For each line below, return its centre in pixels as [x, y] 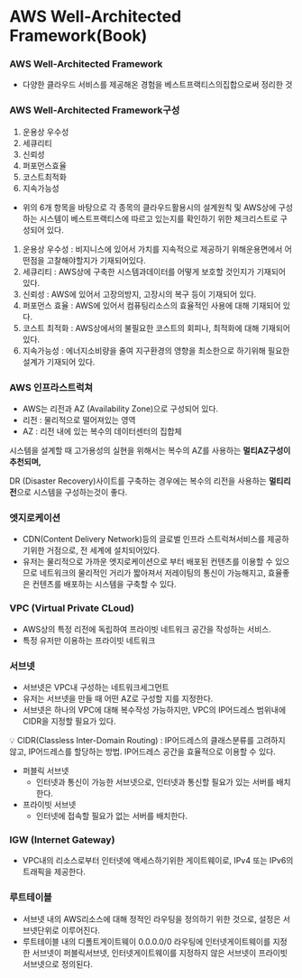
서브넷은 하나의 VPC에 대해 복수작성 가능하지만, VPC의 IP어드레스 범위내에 [154, 709]
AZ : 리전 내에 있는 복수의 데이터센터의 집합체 [102, 431]
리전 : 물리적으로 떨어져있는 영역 [79, 420]
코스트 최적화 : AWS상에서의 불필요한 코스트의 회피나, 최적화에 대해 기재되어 [156, 328]
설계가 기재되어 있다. [59, 362]
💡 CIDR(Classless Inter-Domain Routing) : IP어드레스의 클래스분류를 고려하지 [147, 740]
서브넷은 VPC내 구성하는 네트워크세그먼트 [96, 687]
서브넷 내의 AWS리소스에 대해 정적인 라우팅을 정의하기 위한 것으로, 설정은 [151, 918]
